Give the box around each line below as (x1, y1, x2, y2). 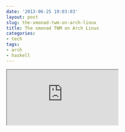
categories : (6, 31, 36, 37)
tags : (6, 42, 20, 48)
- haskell (6, 52, 31, 58)
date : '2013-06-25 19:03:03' (6, 8, 78, 15)
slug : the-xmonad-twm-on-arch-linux (6, 19, 97, 25)
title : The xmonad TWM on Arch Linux (6, 25, 100, 31)
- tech (6, 36, 23, 42)
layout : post (6, 14, 39, 20)
